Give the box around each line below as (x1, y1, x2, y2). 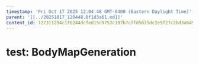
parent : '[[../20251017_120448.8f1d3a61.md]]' (6, 14, 123, 20)
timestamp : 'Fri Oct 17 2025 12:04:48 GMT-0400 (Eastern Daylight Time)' (6, 8, 192, 15)
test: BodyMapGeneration (6, 45, 136, 59)
